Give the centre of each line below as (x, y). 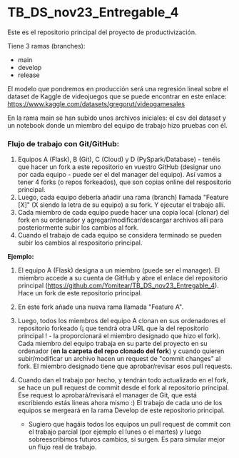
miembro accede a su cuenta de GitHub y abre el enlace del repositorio (123, 278)
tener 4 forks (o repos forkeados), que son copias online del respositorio (124, 182)
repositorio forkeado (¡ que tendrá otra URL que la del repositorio (113, 328)
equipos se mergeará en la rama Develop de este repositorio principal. (121, 410)
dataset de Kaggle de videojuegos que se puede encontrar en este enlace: (117, 96)
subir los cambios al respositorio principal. (80, 243)
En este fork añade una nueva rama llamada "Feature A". (101, 307)
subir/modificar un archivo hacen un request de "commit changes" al (119, 359)
